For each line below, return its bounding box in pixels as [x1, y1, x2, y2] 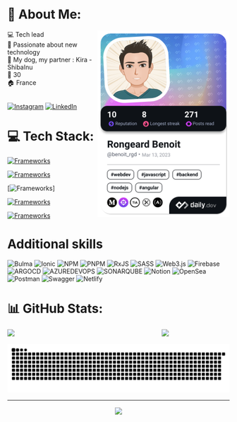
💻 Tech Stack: [7, 129, 95, 144]
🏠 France [7, 78, 37, 87]
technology [7, 47, 40, 56]
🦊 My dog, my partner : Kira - [7, 55, 92, 64]
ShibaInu [7, 63, 33, 71]
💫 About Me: [7, 6, 82, 23]
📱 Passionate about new [7, 40, 78, 49]
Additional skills [7, 236, 104, 252]
